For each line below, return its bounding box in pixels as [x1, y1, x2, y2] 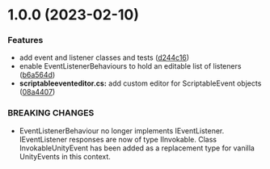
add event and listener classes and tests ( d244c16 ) [19, 53, 190, 62]
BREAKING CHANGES [7, 108, 95, 119]
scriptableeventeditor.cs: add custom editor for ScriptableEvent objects [19, 78, 262, 88]
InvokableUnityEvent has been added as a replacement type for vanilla [19, 143, 255, 153]
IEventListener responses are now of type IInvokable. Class [19, 134, 217, 144]
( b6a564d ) [19, 70, 56, 80]
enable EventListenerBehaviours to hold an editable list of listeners [19, 61, 242, 71]
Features [7, 35, 44, 46]
